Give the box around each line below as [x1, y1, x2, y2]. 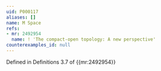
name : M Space [6, 20, 42, 26]
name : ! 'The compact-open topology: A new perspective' [11, 36, 156, 42]
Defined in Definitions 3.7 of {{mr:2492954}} [6, 58, 116, 66]
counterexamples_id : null [6, 42, 70, 48]
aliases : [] [6, 14, 36, 20]
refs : [6, 25, 20, 32]
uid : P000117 [6, 8, 39, 15]
